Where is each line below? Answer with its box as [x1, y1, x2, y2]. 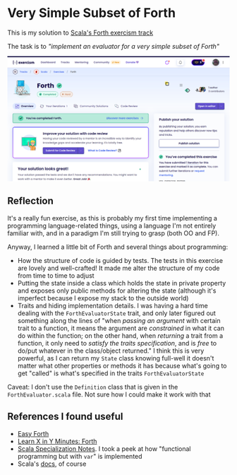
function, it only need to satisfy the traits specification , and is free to [17, 339, 217, 347]
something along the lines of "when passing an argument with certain [17, 316, 221, 324]
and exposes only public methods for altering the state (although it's [17, 286, 217, 295]
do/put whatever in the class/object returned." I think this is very [17, 346, 205, 355]
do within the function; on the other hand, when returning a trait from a [17, 331, 224, 340]
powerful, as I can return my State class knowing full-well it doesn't [17, 353, 214, 362]
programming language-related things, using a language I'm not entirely [7, 221, 217, 230]
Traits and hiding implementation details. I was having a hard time [17, 301, 208, 310]
